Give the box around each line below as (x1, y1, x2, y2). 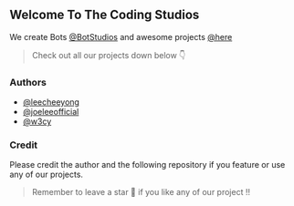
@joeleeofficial (22, 107, 79, 118)
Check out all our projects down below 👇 (31, 49, 186, 60)
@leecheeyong (22, 97, 80, 108)
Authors (9, 76, 47, 88)
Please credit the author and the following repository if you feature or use (9, 160, 286, 170)
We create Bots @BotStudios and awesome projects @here (9, 31, 233, 42)
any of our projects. (9, 169, 84, 180)
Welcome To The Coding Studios (9, 7, 200, 23)
